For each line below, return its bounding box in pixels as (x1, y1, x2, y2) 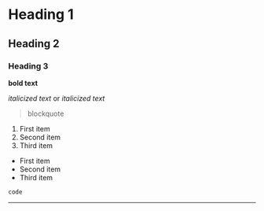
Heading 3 (8, 61, 49, 72)
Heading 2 (8, 37, 60, 50)
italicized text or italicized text (8, 93, 105, 103)
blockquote (27, 109, 64, 118)
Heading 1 (8, 6, 75, 24)
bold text (8, 78, 38, 87)
